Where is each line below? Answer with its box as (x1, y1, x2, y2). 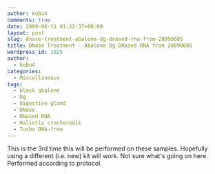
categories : (7, 68, 41, 75)
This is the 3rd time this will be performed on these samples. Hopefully (7, 144, 208, 153)
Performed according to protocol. (7, 159, 102, 168)
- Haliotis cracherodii (13, 119, 81, 126)
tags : (7, 81, 23, 88)
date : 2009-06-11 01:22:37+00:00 (7, 23, 103, 30)
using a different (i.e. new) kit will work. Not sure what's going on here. (7, 152, 208, 160)
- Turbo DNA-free (13, 126, 63, 133)
